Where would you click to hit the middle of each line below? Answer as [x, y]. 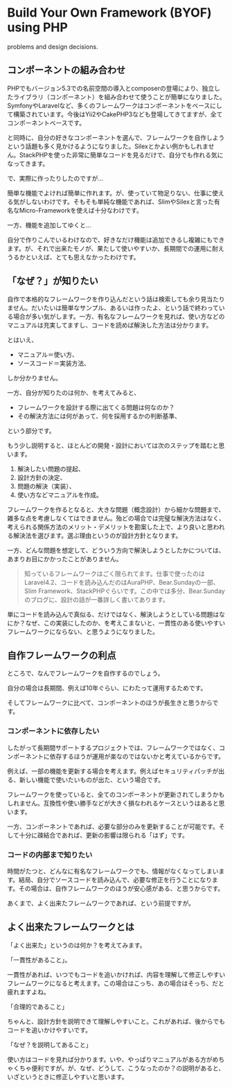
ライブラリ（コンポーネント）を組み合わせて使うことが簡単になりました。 [119, 97]
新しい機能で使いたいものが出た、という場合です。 [92, 779]
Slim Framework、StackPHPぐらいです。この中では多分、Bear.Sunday [124, 591]
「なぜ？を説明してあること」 [50, 1045]
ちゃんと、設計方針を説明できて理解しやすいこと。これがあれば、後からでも [116, 1021]
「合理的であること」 [37, 1007]
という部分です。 [31, 430]
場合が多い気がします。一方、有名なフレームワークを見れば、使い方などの [119, 316]
